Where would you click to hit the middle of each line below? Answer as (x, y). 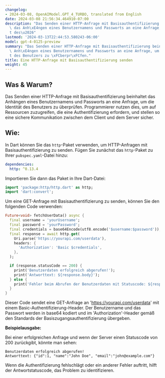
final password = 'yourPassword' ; (45, 225)
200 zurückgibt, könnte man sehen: (41, 343)
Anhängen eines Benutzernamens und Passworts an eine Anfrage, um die (80, 102)
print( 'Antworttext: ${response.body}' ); (57, 275)
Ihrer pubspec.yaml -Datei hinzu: (37, 155)
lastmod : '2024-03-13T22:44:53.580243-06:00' (52, 37)
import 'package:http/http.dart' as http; (49, 187)
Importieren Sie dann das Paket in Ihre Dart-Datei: (55, 178)
